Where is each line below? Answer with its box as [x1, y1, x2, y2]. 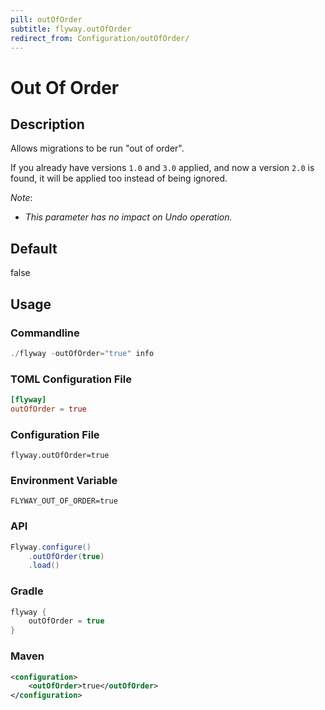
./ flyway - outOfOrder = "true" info [10, 348, 155, 358]
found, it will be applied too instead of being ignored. [10, 172, 228, 185]
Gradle [10, 584, 44, 598]
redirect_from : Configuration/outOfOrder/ [10, 33, 190, 43]
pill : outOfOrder [10, 14, 83, 25]
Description [10, 116, 85, 133]
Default [10, 240, 58, 257]
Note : [10, 192, 33, 204]
